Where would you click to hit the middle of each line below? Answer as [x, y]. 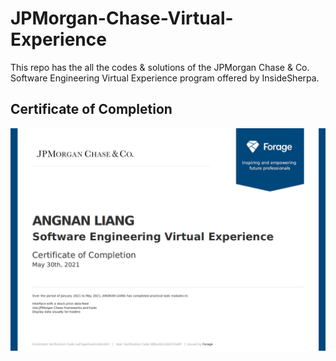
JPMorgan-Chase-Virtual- [122, 18]
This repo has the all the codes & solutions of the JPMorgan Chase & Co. [160, 67]
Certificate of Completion [91, 109]
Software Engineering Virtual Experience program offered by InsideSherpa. [165, 78]
